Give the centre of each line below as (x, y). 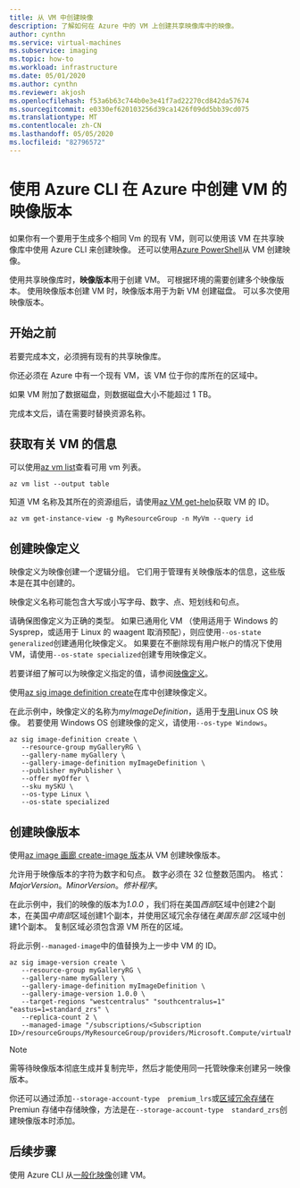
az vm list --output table (59, 484)
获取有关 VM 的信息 (63, 444)
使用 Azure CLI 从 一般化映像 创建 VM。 (80, 1175)
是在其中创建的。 (48, 583)
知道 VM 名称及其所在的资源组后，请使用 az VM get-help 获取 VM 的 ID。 (142, 502)
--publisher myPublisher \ (71, 771)
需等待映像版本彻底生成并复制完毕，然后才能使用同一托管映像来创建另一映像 (150, 1068)
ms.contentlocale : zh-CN (55, 126)
